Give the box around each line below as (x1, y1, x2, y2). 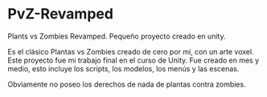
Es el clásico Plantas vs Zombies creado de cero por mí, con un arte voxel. (7, 46, 254, 56)
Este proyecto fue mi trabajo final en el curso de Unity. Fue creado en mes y (7, 55, 260, 65)
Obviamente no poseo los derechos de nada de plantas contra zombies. (7, 79, 246, 89)
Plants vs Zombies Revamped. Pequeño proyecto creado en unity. (7, 31, 226, 41)
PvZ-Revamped (7, 5, 114, 23)
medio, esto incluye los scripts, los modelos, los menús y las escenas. (7, 63, 240, 73)
